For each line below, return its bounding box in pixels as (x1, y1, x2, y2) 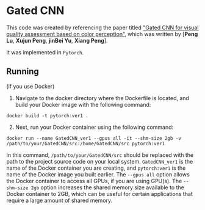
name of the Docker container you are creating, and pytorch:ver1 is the (6, 164, 186, 172)
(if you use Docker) (6, 82, 55, 90)
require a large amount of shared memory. (6, 197, 113, 204)
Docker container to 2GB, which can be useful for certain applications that (6, 190, 193, 197)
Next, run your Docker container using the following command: (15, 123, 174, 131)
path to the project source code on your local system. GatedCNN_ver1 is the (6, 157, 193, 165)
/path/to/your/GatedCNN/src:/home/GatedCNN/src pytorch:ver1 (6, 140, 165, 147)
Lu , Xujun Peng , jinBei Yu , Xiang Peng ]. (6, 37, 108, 44)
